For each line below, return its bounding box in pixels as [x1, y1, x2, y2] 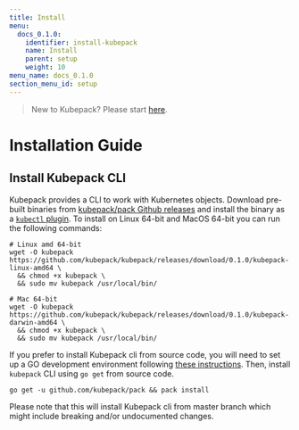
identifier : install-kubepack [25, 37, 138, 47]
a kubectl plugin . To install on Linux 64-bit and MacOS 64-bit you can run [9, 213, 281, 224]
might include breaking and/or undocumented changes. [9, 410, 214, 421]
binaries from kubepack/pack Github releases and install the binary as [27, 203, 286, 214]
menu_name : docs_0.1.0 [9, 71, 94, 80]
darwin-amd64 [9, 318, 58, 327]
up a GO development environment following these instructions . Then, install [9, 359, 291, 369]
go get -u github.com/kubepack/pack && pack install [9, 385, 210, 394]
